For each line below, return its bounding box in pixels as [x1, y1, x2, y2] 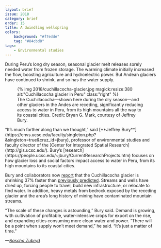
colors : [5, 30, 21, 35]
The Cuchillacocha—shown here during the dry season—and [17, 96, 139, 102]
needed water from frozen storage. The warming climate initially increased [5, 66, 154, 72]
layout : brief [5, 7, 34, 12]
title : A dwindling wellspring [5, 25, 68, 30]
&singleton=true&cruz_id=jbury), [5, 137, 70, 142]
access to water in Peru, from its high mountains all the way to [17, 106, 142, 112]
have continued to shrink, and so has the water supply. [5, 76, 115, 83]
